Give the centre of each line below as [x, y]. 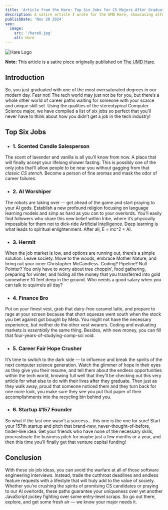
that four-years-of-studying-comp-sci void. [50, 335]
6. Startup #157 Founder [42, 410]
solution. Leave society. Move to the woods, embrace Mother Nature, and [81, 258]
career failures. [21, 179]
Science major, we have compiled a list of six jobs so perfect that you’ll [78, 111]
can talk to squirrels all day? [34, 285]
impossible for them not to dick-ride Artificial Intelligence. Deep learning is [82, 224]
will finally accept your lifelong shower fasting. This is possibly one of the [81, 162]
